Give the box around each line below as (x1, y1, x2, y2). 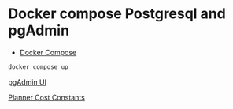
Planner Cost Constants (8, 92, 85, 102)
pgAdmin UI (8, 77, 47, 87)
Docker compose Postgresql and (8, 5, 226, 23)
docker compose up (8, 62, 68, 71)
